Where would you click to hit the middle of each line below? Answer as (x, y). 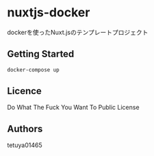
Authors (25, 128)
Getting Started (41, 54)
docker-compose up (33, 69)
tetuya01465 (25, 145)
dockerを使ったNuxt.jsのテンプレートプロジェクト (78, 32)
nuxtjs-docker (49, 13)
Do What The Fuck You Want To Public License (73, 108)
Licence (25, 91)
